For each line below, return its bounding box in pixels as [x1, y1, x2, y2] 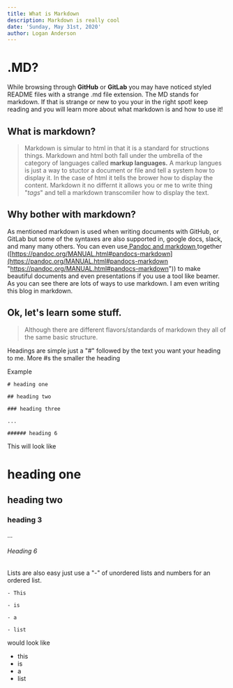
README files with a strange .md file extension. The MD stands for [7, 90, 199, 98]
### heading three [7, 405, 61, 412]
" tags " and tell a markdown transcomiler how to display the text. [24, 189, 209, 196]
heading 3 [7, 515, 43, 525]
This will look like [7, 441, 57, 451]
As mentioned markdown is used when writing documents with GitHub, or [7, 227, 220, 235]
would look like [7, 638, 50, 647]
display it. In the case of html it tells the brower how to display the [24, 174, 213, 182]
